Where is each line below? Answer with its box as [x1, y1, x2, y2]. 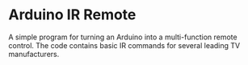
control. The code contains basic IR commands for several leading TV [8, 40, 241, 50]
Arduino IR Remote [8, 6, 137, 24]
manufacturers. [8, 49, 60, 59]
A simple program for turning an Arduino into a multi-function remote [8, 32, 237, 42]
